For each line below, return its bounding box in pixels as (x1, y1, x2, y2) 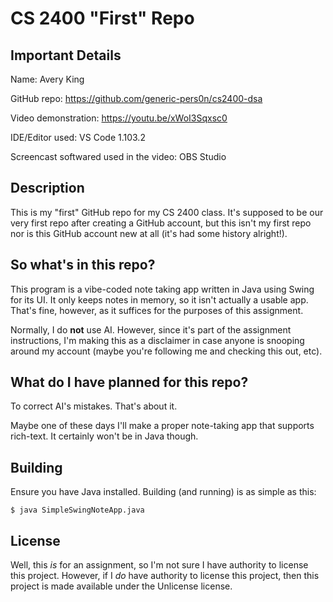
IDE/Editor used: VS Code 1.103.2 (10, 132, 146, 143)
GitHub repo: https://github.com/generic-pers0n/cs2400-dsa (10, 93, 263, 104)
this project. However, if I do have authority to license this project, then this (10, 570, 320, 582)
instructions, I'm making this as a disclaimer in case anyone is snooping (10, 334, 305, 346)
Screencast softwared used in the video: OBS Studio (10, 151, 227, 162)
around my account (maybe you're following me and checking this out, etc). (10, 345, 323, 357)
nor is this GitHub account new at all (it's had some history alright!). (10, 227, 288, 239)
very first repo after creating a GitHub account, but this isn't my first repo (10, 217, 312, 229)
